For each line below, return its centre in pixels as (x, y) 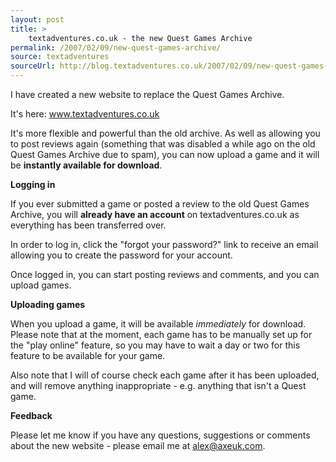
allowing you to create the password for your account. (121, 255)
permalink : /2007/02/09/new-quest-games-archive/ (116, 47)
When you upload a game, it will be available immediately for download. (158, 324)
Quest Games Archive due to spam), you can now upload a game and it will (165, 154)
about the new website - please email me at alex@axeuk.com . (138, 445)
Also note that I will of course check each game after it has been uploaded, (165, 375)
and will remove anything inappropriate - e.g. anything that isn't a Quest (158, 385)
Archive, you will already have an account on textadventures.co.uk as (155, 214)
